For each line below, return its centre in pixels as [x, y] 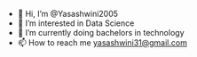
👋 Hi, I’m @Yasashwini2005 [67, 14]
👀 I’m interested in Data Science [76, 23]
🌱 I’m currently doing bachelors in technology [101, 33]
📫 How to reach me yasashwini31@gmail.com [102, 43]
